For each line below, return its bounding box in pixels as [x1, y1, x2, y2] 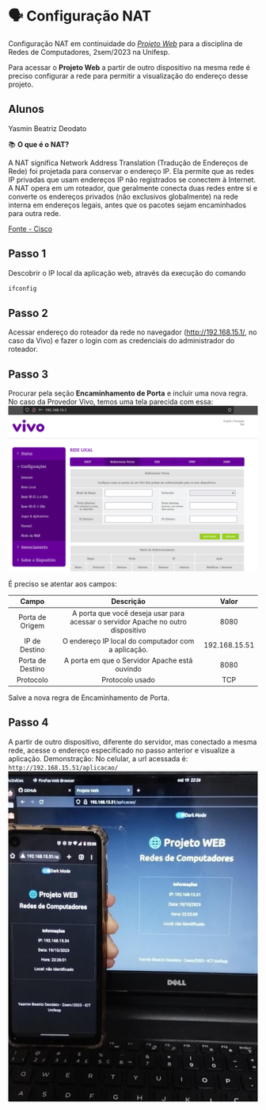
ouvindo [114, 664, 142, 674]
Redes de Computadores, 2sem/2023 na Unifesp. [8, 47, 170, 56]
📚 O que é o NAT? [8, 139, 70, 149]
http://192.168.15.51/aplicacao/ [8, 764, 119, 772]
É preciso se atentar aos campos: [8, 578, 117, 589]
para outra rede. [8, 208, 61, 218]
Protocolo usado [101, 675, 156, 685]
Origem [20, 621, 45, 631]
